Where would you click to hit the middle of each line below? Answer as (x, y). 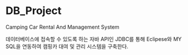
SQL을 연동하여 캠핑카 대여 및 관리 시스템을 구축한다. (67, 46)
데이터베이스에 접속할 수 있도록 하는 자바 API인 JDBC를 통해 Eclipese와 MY (94, 39)
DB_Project (34, 11)
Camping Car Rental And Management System (62, 27)
